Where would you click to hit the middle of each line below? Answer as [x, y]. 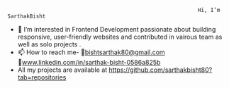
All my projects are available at [62, 70]
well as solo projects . [49, 44]
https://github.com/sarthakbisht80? [161, 70]
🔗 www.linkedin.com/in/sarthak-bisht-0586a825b [89, 62]
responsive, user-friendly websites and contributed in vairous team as [120, 37]
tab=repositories [42, 77]
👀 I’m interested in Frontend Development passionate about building [117, 29]
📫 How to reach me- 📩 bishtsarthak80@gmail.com [91, 52]
